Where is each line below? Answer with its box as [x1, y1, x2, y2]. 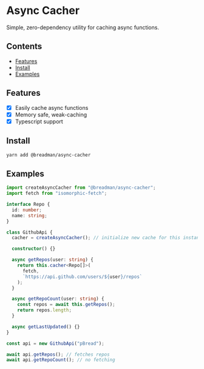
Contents [6, 41, 42, 52]
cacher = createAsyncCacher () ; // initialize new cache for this [12, 235, 181, 241]
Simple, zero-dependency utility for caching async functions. [6, 24, 160, 31]
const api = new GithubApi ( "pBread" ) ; [6, 340, 104, 347]
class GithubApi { [6, 229, 53, 235]
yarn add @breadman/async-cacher [6, 152, 91, 158]
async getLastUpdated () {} [12, 323, 80, 330]
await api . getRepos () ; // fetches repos [6, 351, 110, 357]
